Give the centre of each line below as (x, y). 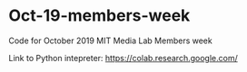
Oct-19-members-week (99, 16)
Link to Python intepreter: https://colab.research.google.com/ (123, 58)
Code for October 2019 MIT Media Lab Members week (110, 40)
